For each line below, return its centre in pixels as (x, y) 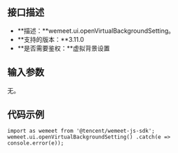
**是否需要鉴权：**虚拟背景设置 (63, 48)
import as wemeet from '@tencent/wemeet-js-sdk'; (81, 131)
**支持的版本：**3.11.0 (50, 39)
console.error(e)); (36, 143)
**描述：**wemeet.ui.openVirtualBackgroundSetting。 (96, 31)
